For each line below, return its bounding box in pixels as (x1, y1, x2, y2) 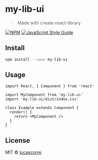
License (5, 136, 30, 145)
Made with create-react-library (17, 20, 81, 26)
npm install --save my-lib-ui (5, 57, 68, 62)
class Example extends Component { (5, 106, 79, 110)
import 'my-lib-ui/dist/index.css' (5, 97, 79, 102)
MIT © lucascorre (5, 150, 42, 156)
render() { (9, 110, 32, 115)
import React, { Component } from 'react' (5, 84, 95, 89)
